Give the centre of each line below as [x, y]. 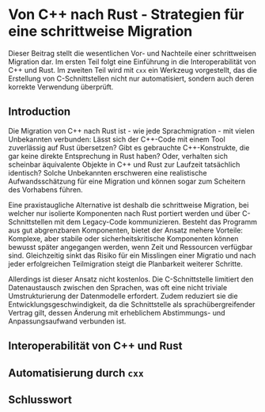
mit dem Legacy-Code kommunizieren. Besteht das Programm [155, 221]
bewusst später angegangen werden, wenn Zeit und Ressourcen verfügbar [131, 247]
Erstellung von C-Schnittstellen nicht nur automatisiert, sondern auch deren [131, 78]
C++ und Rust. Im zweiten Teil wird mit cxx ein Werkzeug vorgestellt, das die [132, 70]
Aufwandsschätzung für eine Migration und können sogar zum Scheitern [127, 181]
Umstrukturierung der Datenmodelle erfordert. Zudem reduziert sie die [123, 296]
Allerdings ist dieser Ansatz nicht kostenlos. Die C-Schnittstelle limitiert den [131, 279]
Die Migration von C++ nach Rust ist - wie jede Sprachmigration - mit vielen [131, 130]
